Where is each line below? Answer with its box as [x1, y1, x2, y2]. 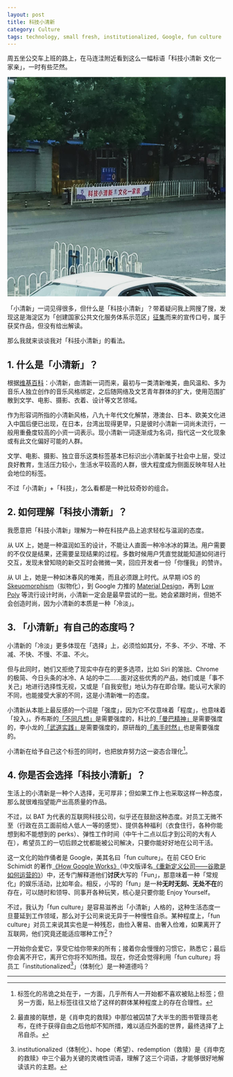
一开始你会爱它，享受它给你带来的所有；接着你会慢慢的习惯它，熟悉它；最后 [7, 944, 226, 952]
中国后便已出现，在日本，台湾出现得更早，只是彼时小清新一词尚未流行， [12, 420, 220, 428]
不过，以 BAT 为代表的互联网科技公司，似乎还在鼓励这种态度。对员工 [7, 812, 205, 821]
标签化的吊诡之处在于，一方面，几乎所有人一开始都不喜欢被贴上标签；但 [17, 989, 224, 998]
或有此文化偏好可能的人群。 [7, 437, 87, 446]
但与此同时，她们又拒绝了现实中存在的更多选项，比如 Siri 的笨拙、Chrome [7, 665, 219, 673]
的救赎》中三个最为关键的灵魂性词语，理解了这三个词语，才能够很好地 [17, 1054, 218, 1062]
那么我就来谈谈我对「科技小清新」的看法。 [7, 336, 129, 345]
